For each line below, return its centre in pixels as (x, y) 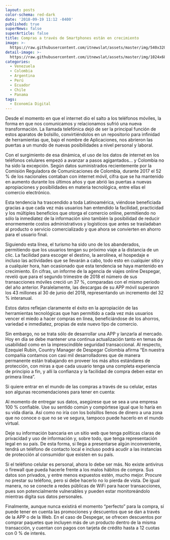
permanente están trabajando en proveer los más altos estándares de (78, 361)
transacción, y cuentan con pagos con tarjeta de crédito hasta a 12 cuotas (82, 528)
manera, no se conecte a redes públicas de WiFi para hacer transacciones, (83, 486)
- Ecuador (20, 85)
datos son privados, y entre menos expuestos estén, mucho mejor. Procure (83, 475)
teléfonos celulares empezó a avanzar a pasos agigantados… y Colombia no (85, 160)
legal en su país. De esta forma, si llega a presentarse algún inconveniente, (83, 444)
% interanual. (19, 298)
